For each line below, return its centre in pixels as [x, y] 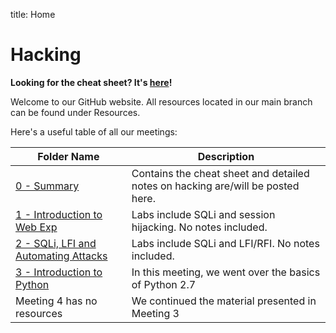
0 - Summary [47, 186]
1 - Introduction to [59, 214]
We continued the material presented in [224, 301]
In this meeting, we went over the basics [226, 272]
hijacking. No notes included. [199, 227]
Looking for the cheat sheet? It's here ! [91, 82]
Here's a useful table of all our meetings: [94, 131]
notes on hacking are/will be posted [215, 186]
